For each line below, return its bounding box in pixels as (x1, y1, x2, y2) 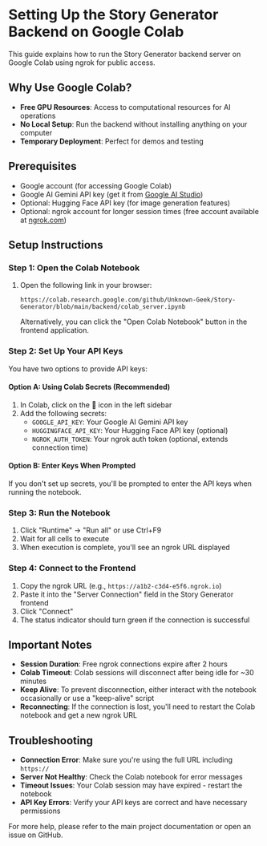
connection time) (31, 443, 88, 452)
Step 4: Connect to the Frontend (8, 563, 136, 574)
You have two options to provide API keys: (8, 363, 148, 374)
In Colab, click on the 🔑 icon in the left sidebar (19, 399, 172, 410)
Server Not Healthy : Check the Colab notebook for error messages (19, 772, 243, 782)
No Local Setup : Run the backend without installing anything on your (19, 119, 248, 129)
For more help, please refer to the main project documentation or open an (8, 822, 252, 832)
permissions (19, 806, 61, 816)
